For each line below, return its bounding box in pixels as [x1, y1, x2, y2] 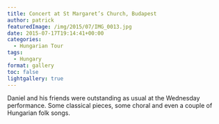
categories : [7, 36, 42, 43]
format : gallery [7, 62, 54, 69]
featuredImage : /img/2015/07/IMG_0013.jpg [7, 23, 132, 30]
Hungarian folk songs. [7, 109, 71, 117]
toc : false [7, 68, 39, 75]
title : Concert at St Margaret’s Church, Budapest [7, 10, 157, 17]
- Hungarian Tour [13, 42, 64, 49]
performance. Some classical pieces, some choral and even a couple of [7, 102, 213, 110]
